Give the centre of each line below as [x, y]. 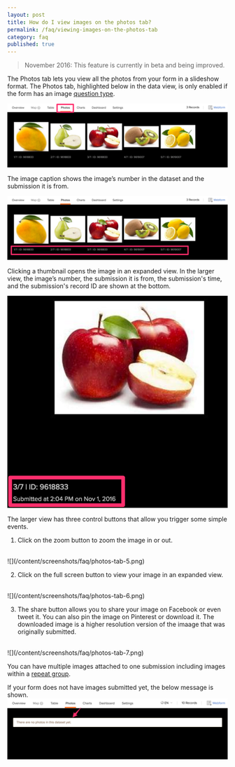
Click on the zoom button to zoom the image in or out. [95, 540]
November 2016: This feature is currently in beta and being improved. [124, 65]
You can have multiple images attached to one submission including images [116, 666]
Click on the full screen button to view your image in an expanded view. [120, 575]
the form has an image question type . [61, 94]
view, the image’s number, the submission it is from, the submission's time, [115, 278]
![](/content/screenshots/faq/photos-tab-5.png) [76, 561]
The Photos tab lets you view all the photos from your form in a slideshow [113, 79]
